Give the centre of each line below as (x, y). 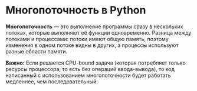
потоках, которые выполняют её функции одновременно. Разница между (98, 32)
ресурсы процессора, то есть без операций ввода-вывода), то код (90, 69)
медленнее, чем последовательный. (52, 81)
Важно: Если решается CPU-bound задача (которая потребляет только (96, 63)
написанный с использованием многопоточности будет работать (88, 75)
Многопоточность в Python (76, 10)
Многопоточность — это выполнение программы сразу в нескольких (94, 26)
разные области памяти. (37, 51)
